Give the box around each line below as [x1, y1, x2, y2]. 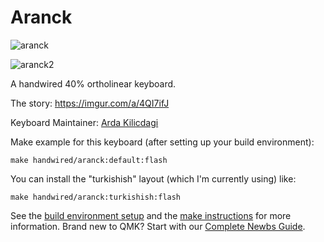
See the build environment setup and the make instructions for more [10, 209, 292, 221]
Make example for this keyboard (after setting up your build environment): [10, 136, 315, 148]
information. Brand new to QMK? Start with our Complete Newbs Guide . [10, 220, 306, 232]
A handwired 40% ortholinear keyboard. [10, 77, 177, 90]
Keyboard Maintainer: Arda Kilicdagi [10, 116, 159, 128]
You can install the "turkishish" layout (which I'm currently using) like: [10, 172, 297, 185]
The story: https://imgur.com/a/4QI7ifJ [10, 97, 170, 109]
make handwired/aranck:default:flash [10, 155, 168, 165]
